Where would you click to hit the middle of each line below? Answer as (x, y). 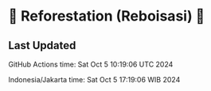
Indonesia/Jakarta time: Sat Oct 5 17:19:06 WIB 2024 (94, 80)
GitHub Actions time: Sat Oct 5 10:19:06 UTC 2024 (91, 64)
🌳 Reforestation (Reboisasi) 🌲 (107, 16)
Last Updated (42, 45)
